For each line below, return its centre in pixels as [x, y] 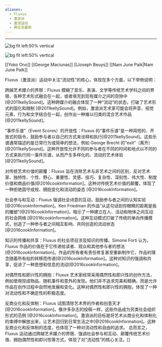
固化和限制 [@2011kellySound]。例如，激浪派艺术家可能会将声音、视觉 [84, 108]
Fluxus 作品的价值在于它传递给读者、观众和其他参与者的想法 [65, 246]
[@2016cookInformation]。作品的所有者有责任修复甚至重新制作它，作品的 [78, 252]
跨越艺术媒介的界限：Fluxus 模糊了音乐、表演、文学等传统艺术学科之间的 [78, 90]
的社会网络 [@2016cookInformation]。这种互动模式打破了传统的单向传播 [77, 218]
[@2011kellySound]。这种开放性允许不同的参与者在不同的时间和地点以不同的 [81, 149]
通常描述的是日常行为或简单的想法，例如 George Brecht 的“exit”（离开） [81, 143]
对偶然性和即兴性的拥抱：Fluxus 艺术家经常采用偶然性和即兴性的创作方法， [80, 275]
